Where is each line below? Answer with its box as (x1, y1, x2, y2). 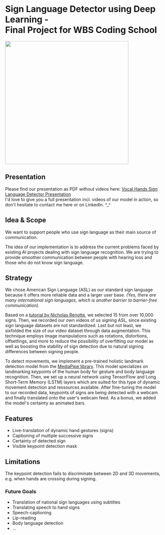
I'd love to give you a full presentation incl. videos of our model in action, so (5, 196, 159, 202)
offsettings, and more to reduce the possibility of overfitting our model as (5, 338, 154, 344)
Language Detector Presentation (5, 191, 71, 197)
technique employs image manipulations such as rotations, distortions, (5, 333, 149, 339)
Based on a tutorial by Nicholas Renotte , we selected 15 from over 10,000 (5, 312, 154, 318)
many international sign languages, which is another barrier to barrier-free (5, 297, 158, 303)
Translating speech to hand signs (12, 504, 80, 510)
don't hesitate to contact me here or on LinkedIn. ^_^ (5, 201, 111, 207)
